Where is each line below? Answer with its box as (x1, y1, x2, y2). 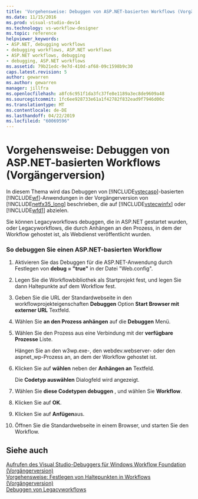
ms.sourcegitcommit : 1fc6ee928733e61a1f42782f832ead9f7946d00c (6, 96, 165, 102)
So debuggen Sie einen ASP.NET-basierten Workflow (6, 245, 162, 253)
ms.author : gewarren (6, 80, 57, 86)
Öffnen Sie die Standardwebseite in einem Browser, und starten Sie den (14, 422, 189, 429)
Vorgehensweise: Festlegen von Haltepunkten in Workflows (6, 474, 151, 481)
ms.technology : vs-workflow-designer (6, 25, 99, 31)
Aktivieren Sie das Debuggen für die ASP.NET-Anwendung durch (14, 259, 173, 266)
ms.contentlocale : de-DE (6, 107, 67, 113)
